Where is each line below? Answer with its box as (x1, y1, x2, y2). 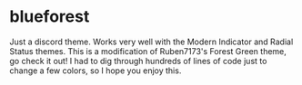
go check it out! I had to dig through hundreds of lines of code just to (9, 55, 267, 66)
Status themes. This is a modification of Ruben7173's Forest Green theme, (9, 45, 287, 56)
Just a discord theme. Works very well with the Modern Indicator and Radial (9, 36, 294, 47)
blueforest (9, 6, 90, 27)
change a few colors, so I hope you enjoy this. (9, 65, 182, 76)
